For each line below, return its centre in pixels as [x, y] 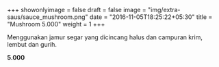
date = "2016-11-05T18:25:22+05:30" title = [151, 17]
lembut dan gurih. [32, 44]
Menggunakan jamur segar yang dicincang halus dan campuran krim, [105, 37]
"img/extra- [164, 10]
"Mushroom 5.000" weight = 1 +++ [56, 24]
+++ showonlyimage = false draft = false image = [77, 10]
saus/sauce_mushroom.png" [48, 17]
